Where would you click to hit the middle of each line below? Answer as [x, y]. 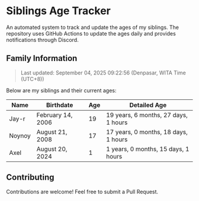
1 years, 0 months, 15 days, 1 [147, 149]
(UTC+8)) [32, 79]
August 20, [52, 149]
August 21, [52, 132]
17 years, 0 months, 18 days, [147, 132]
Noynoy [20, 135]
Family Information [42, 58]
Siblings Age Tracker [58, 11]
